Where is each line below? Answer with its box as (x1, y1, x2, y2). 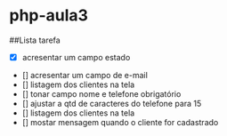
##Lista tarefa (9, 35, 61, 45)
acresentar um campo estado (21, 52, 131, 62)
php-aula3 (9, 5, 89, 26)
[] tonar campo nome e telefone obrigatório (21, 89, 182, 99)
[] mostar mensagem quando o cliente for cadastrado (21, 117, 219, 127)
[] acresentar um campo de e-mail (21, 70, 149, 80)
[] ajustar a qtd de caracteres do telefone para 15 (21, 99, 202, 108)
